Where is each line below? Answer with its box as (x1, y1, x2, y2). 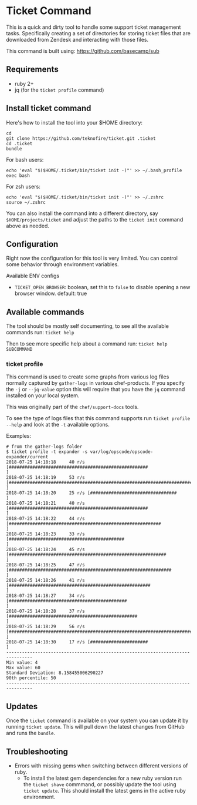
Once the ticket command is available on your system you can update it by (6, 717, 189, 724)
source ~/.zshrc (6, 199, 46, 205)
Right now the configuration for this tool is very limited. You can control (6, 254, 178, 262)
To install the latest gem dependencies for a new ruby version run (23, 774, 182, 782)
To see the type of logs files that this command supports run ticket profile (6, 415, 191, 422)
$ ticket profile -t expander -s (6, 449, 88, 455)
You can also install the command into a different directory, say (6, 210, 158, 217)
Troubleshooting (6, 746, 69, 756)
